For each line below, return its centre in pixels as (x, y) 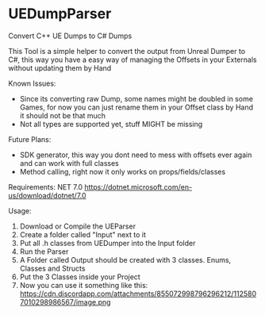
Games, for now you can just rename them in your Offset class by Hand (136, 107)
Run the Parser (44, 252)
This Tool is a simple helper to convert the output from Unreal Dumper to (127, 51)
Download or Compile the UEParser (78, 226)
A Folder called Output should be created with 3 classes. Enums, (125, 259)
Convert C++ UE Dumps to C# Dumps (70, 36)
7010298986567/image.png (65, 302)
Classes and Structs (52, 268)
